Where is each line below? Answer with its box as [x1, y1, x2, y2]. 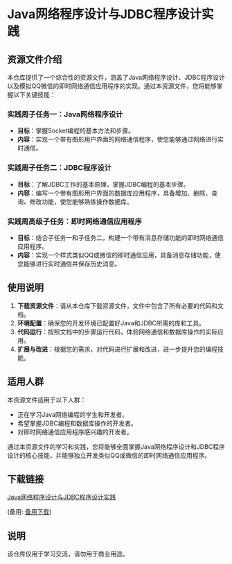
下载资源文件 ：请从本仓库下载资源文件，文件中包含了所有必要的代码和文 [17, 301, 224, 309]
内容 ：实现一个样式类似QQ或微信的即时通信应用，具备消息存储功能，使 [17, 250, 222, 259]
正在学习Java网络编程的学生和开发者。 [17, 410, 129, 418]
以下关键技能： [12, 91, 56, 99]
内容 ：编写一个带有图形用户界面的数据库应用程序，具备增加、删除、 [17, 189, 212, 197]
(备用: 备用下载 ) [7, 508, 52, 516]
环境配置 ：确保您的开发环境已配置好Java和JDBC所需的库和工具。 [17, 318, 206, 327]
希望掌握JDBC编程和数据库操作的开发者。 [17, 419, 137, 427]
